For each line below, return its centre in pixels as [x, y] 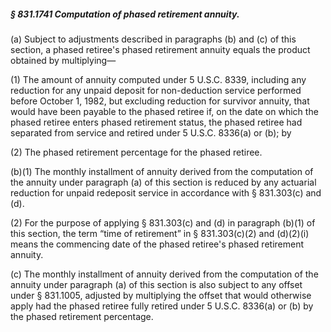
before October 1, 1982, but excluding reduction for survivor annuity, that [160, 101]
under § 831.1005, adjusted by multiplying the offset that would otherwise [161, 295]
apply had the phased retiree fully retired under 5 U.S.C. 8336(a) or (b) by [162, 306]
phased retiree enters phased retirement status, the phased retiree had [156, 122]
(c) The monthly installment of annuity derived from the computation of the [164, 274]
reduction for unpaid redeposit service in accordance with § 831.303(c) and [166, 192]
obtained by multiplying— [63, 60]
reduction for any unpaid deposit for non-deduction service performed [156, 90]
